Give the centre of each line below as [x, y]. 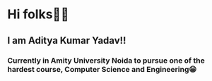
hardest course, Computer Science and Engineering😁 [102, 69]
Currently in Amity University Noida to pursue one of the [106, 61]
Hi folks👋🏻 [38, 14]
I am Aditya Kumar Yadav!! [67, 40]
